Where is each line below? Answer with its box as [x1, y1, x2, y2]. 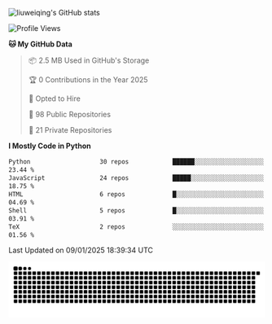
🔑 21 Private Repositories [28, 125, 112, 134]
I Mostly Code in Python [8, 141, 91, 151]
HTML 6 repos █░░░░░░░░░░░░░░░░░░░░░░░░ [8, 190, 265, 199]
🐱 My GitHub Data [8, 39, 73, 49]
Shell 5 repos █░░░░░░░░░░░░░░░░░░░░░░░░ [8, 207, 265, 215]
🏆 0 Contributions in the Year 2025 [28, 75, 148, 85]
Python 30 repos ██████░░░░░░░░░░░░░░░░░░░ [8, 158, 265, 166]
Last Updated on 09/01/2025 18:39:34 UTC [8, 245, 153, 255]
